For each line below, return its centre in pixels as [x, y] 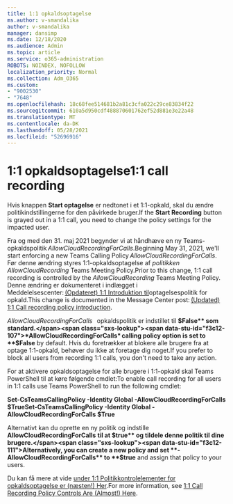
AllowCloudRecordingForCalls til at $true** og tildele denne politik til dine [116, 435]
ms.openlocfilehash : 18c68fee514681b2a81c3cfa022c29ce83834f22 [101, 104]
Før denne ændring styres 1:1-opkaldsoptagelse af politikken [94, 263]
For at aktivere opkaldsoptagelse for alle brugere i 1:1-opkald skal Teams [110, 371]
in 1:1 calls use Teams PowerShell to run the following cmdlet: [94, 386]
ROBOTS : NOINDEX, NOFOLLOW [46, 65]
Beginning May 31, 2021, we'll [177, 249]
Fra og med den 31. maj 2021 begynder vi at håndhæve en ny [95, 241]
